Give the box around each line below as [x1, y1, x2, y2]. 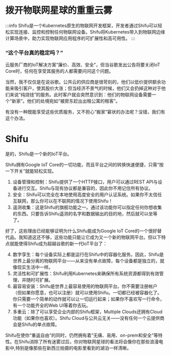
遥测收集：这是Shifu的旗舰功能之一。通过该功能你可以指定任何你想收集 [12, 204, 162, 210]
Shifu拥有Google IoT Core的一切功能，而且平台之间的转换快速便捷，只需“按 [5, 161, 164, 168]
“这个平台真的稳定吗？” [5, 49, 64, 56]
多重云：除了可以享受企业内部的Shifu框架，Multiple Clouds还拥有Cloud [12, 309, 163, 315]
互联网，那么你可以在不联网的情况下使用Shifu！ [12, 198, 113, 204]
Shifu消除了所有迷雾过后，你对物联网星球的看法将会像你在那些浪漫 [18, 339, 159, 345]
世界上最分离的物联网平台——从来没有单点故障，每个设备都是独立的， [12, 258, 160, 264]
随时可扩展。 [26, 277, 53, 283]
